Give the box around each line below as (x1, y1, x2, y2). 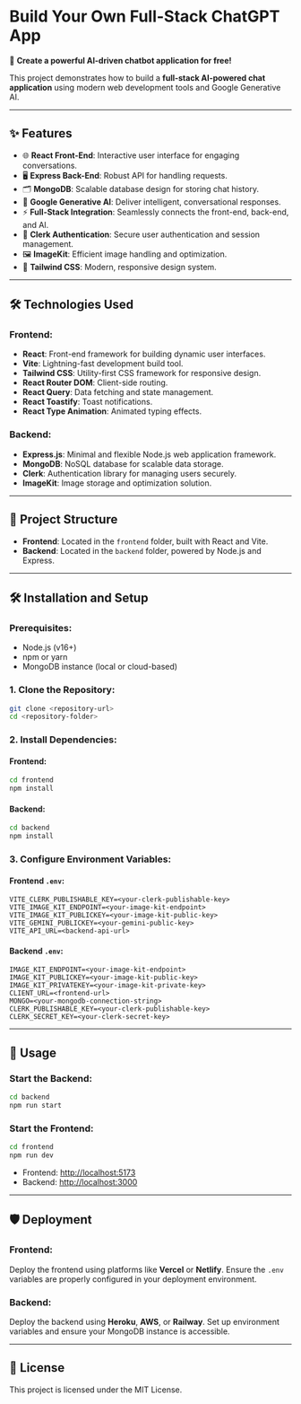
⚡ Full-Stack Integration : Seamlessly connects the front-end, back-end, (21, 206, 289, 217)
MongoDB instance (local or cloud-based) (21, 662, 177, 672)
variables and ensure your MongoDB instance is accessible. (9, 1326, 230, 1337)
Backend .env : (9, 945, 64, 956)
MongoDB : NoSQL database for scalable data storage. (21, 458, 224, 469)
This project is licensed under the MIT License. (9, 1384, 183, 1395)
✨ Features (9, 126, 73, 141)
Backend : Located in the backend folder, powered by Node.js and (21, 545, 262, 556)
